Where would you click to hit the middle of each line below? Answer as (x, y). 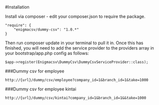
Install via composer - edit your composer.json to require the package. (75, 16)
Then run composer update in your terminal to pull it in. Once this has (74, 43)
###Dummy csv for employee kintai (41, 89)
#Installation (17, 7)
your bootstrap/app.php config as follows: (47, 53)
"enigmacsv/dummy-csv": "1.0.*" (46, 30)
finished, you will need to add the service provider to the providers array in (79, 48)
